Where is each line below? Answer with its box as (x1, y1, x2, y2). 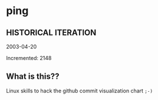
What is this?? (6, 72, 60, 82)
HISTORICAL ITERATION (6, 28, 97, 38)
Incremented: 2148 (6, 55, 52, 61)
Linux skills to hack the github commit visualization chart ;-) (6, 87, 153, 94)
